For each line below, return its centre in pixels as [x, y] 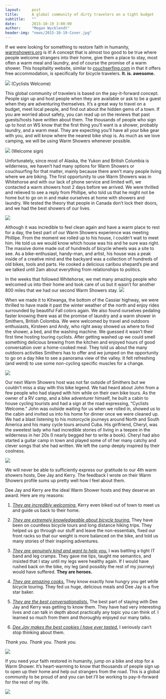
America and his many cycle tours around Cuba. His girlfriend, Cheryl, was [81, 425]
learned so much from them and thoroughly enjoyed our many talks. [82, 617]
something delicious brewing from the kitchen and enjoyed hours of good [80, 342]
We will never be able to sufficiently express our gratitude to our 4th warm [81, 470]
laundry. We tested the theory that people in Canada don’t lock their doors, [82, 203]
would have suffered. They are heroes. [52, 572]
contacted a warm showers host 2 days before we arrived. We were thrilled [82, 187]
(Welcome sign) [27, 151]
